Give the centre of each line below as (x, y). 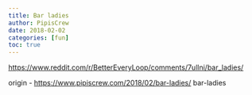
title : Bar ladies (39, 15)
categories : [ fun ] (39, 38)
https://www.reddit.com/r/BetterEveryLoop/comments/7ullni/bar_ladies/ (126, 67)
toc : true (25, 45)
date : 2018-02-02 (37, 30)
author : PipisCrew (39, 23)
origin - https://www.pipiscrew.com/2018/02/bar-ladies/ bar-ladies (117, 83)
